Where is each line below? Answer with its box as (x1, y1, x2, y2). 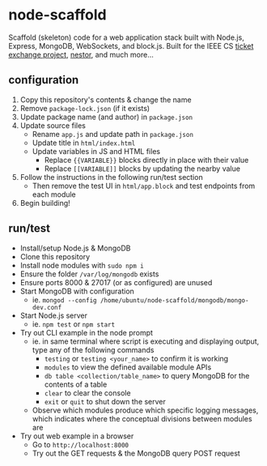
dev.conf (32, 303, 62, 311)
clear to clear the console (44, 387, 131, 398)
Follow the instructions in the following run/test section (19, 172, 204, 182)
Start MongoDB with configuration (19, 286, 135, 296)
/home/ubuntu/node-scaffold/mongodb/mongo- (100, 296, 249, 305)
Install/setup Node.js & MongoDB (19, 243, 131, 253)
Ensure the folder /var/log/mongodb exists (19, 269, 159, 279)
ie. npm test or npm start (32, 319, 116, 329)
